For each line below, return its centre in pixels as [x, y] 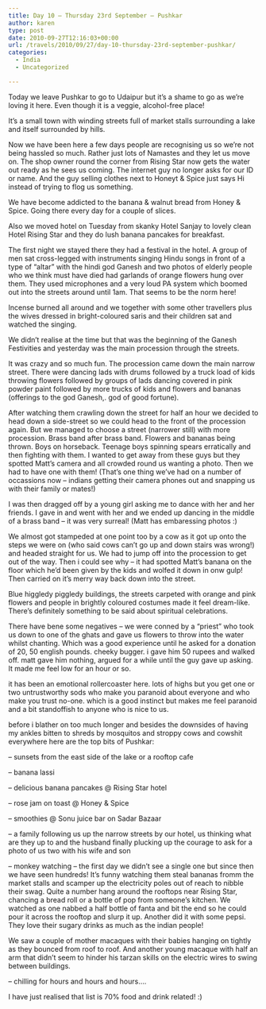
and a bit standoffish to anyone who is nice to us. [89, 709]
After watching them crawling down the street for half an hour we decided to [133, 412]
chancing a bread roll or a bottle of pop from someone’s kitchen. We [120, 899]
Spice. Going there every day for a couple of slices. [92, 211]
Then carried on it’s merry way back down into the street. [102, 578]
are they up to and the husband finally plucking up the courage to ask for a [130, 842]
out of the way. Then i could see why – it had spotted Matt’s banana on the [130, 562]
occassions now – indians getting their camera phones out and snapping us [132, 480]
